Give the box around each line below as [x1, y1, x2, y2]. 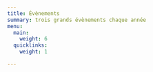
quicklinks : [13, 42, 48, 49]
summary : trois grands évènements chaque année [7, 16, 147, 23]
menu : [7, 23, 23, 29]
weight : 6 [19, 36, 48, 43]
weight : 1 [19, 49, 48, 56]
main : [13, 29, 30, 36]
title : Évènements [7, 10, 60, 17]
